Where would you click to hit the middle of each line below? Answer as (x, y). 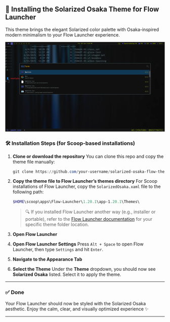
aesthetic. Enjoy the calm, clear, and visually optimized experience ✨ (77, 309)
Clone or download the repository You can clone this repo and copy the (88, 156)
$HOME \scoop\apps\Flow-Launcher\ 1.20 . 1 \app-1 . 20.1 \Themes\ (76, 202)
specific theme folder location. (57, 225)
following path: (28, 192)
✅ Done (15, 293)
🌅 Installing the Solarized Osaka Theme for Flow (82, 9)
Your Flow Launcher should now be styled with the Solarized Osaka (76, 303)
